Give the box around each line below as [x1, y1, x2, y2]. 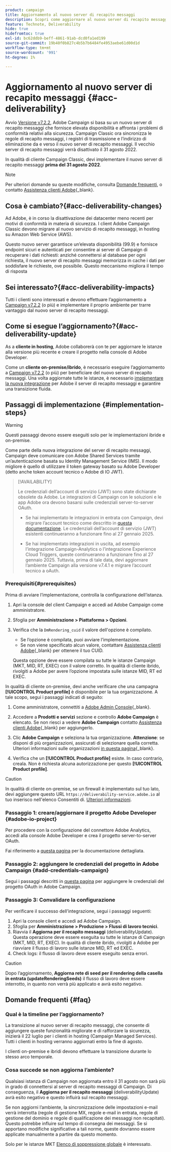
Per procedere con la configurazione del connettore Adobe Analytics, [5, 827, 151, 833]
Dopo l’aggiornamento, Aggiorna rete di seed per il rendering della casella [5, 970, 163, 976]
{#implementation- [102, 400, 164, 409]
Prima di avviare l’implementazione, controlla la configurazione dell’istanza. [5, 592, 163, 598]
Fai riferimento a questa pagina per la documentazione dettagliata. [5, 848, 145, 854]
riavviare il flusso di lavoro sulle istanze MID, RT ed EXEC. [12, 944, 134, 951]
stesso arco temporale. [5, 1054, 53, 1060]
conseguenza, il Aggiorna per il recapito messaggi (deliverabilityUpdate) [5, 1089, 159, 1095]
